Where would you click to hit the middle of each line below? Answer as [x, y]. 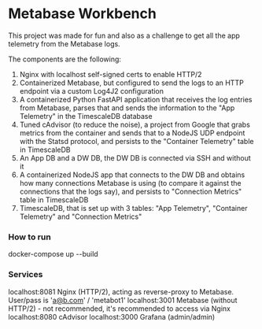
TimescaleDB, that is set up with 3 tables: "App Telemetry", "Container [133, 208]
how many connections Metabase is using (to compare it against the [130, 183]
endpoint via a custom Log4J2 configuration [91, 91]
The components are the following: [65, 59]
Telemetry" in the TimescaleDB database [86, 116]
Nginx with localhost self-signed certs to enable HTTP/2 [111, 74]
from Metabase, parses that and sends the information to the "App [127, 108]
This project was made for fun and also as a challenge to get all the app [124, 35]
